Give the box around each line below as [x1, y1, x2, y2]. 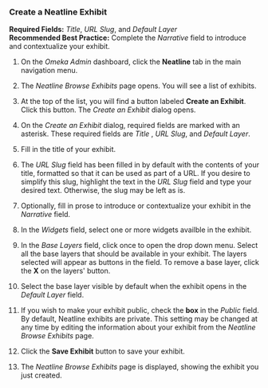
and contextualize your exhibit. [9, 42, 110, 51]
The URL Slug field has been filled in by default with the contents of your [20, 160, 260, 170]
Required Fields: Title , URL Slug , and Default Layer [9, 25, 178, 34]
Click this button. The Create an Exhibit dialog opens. [20, 105, 196, 114]
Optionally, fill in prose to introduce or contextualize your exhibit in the [20, 201, 251, 210]
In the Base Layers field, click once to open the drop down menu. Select [20, 241, 258, 250]
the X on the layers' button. [20, 266, 111, 276]
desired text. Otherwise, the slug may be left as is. [20, 186, 186, 195]
